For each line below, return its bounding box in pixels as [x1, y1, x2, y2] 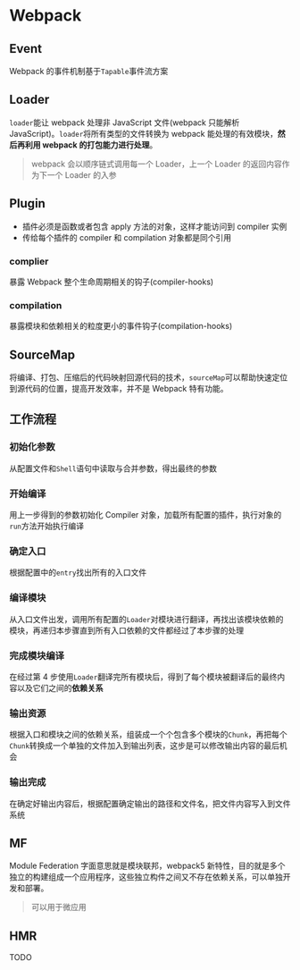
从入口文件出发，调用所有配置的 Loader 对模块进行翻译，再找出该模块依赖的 [9, 613, 284, 624]
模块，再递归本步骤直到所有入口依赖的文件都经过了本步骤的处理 [9, 625, 244, 636]
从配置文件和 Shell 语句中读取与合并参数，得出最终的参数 [9, 462, 217, 474]
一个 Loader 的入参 [46, 169, 117, 180]
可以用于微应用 [30, 902, 87, 913]
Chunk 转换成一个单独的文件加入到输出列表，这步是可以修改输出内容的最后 [9, 740, 279, 751]
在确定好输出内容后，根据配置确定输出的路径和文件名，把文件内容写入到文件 [9, 797, 291, 809]
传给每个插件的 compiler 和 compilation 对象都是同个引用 [21, 232, 232, 242]
